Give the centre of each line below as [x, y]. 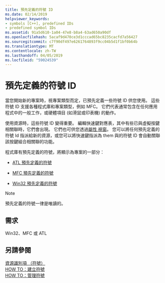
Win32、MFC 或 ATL [26, 233]
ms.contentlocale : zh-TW [31, 51]
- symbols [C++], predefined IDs [39, 23]
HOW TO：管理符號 [25, 275]
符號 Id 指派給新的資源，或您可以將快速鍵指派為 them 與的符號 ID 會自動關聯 [83, 135]
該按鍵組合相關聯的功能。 [31, 142]
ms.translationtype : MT [30, 46]
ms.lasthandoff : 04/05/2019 [34, 55]
